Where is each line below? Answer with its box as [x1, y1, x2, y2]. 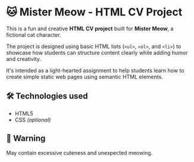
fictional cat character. [6, 31, 61, 38]
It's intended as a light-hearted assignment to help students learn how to [6, 66, 184, 74]
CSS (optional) [14, 116, 51, 123]
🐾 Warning [6, 134, 46, 144]
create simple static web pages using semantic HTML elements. [6, 73, 164, 80]
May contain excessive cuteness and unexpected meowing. [6, 149, 153, 156]
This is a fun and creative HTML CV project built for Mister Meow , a [6, 25, 174, 32]
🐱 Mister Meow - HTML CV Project [6, 5, 183, 19]
